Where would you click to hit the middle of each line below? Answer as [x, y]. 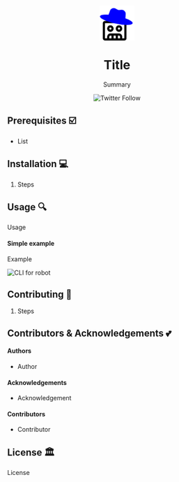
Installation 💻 [38, 164]
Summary [117, 84]
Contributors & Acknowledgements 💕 [89, 333]
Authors [20, 351]
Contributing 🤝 [40, 294]
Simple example [31, 243]
